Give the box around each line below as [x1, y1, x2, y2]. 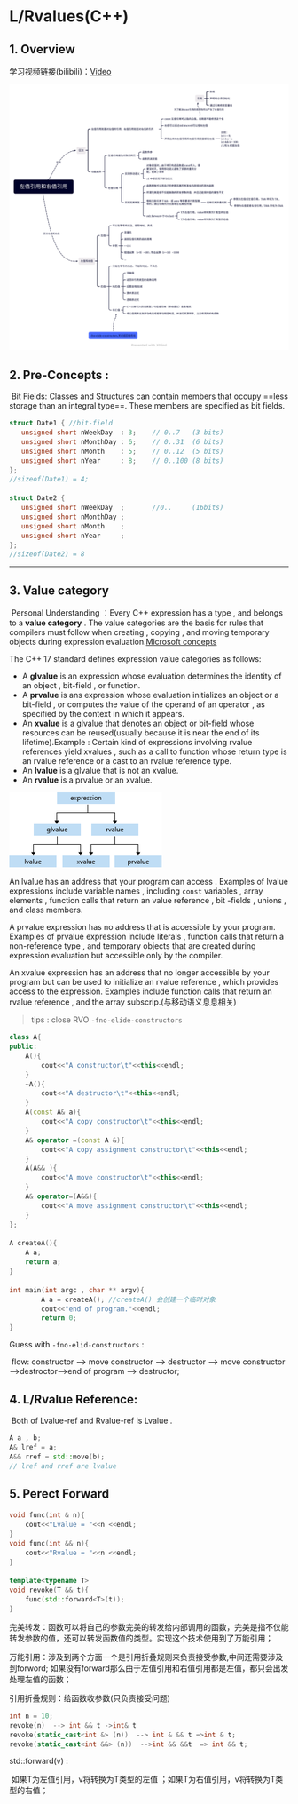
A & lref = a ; [9, 1442, 58, 1451]
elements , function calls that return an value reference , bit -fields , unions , [9, 895, 286, 906]
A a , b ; [9, 1433, 42, 1442]
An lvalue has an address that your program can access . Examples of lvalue [9, 877, 288, 887]
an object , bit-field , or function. [21, 680, 141, 691]
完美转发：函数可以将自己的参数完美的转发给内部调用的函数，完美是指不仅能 [9, 1621, 289, 1632]
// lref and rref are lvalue [9, 1461, 117, 1471]
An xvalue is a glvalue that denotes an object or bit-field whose [21, 718, 255, 729]
